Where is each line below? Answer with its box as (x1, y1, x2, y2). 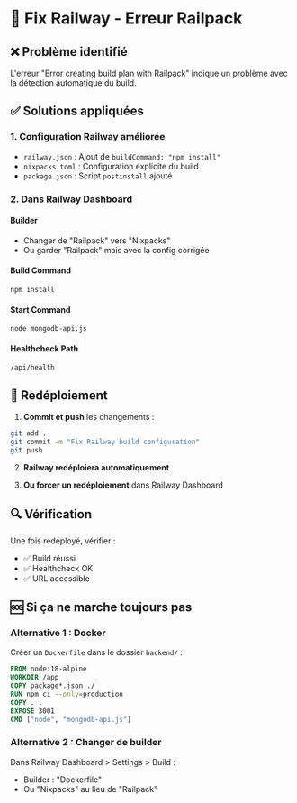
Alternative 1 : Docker (10, 626, 106, 639)
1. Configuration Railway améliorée (10, 131, 166, 143)
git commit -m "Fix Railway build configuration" (10, 437, 201, 447)
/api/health (10, 363, 55, 372)
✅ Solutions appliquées (10, 104, 145, 119)
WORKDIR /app (10, 673, 59, 682)
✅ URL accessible (22, 572, 91, 584)
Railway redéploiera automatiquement (22, 461, 170, 472)
